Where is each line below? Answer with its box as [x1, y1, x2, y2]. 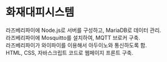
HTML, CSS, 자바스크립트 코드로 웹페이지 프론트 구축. [5, 49, 134, 56]
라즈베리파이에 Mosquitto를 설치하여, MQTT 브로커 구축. [5, 34, 140, 41]
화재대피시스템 [5, 5, 75, 19]
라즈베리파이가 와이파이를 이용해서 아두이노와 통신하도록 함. [5, 42, 147, 49]
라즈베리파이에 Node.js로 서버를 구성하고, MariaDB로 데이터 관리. [5, 26, 162, 34]
